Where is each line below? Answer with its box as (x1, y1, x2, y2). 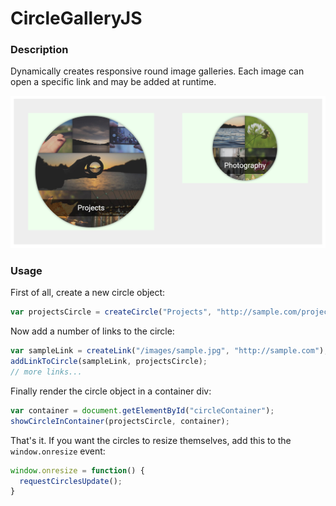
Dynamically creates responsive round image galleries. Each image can (10, 65, 305, 77)
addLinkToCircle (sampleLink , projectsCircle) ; (10, 357, 208, 367)
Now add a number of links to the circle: (10, 325, 175, 337)
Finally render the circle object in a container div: (10, 385, 212, 397)
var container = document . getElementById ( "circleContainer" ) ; (10, 405, 275, 416)
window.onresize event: (10, 445, 106, 457)
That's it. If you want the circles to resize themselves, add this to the (10, 434, 292, 446)
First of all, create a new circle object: (10, 287, 166, 299)
